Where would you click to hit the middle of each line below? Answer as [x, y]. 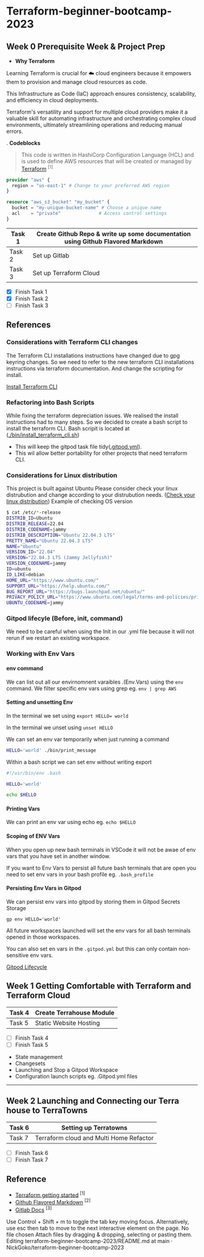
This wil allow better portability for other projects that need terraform [101, 453]
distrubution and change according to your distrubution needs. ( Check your [101, 495]
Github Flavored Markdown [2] [53, 1202]
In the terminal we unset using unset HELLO [60, 727]
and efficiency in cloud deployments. [53, 100]
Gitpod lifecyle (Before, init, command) [65, 619]
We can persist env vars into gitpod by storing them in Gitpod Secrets [93, 901]
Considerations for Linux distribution [62, 475]
